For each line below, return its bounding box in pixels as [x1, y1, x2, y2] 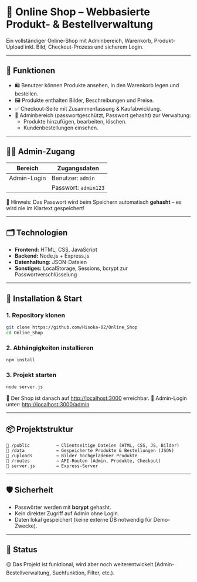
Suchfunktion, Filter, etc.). [52, 569, 115, 576]
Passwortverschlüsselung [14, 271, 77, 278]
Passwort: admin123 [52, 183, 105, 191]
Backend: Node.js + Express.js [14, 252, 90, 259]
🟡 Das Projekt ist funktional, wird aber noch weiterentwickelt [6, 560, 154, 567]
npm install [6, 357, 35, 363]
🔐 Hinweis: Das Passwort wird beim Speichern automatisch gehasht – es [6, 198, 182, 206]
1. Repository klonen [6, 311, 66, 319]
